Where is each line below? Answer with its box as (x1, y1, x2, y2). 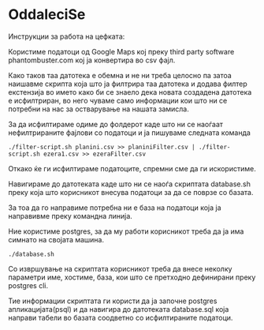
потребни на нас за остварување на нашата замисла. (8, 104, 189, 114)
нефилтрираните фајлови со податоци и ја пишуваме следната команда (8, 128, 251, 137)
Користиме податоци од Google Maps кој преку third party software (8, 47, 235, 56)
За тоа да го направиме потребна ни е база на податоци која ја (8, 203, 221, 212)
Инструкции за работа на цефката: (8, 32, 125, 41)
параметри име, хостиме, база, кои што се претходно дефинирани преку (8, 272, 256, 282)
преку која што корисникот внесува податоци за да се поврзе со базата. (8, 187, 254, 197)
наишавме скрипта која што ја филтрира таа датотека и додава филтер (8, 79, 248, 88)
